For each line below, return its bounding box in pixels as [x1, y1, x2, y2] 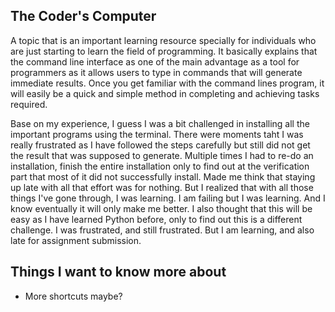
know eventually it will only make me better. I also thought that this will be [10, 202, 313, 214]
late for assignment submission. [10, 234, 142, 246]
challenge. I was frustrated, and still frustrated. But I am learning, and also [10, 224, 315, 236]
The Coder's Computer [10, 8, 157, 25]
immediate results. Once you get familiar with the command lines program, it [10, 77, 325, 89]
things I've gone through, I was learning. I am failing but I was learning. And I [10, 192, 326, 204]
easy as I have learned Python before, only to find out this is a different [10, 213, 303, 225]
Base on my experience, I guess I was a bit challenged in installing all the [10, 117, 310, 129]
